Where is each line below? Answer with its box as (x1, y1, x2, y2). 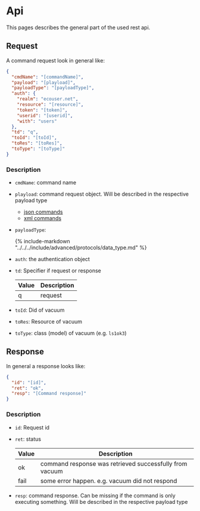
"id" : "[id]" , (11, 380, 46, 385)
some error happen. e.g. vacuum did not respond (40, 476, 177, 485)
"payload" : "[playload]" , (11, 79, 76, 86)
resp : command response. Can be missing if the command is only (14, 492, 176, 499)
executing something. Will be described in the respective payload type (14, 498, 188, 505)
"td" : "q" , (11, 129, 39, 135)
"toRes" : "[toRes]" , (11, 140, 62, 146)
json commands (23, 208, 63, 215)
